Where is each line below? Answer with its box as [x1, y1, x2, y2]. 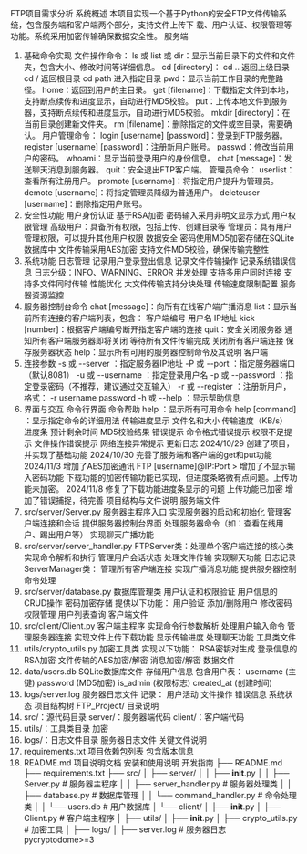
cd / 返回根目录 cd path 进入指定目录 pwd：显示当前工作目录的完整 [23, 73, 276, 84]
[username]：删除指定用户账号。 [23, 199, 148, 209]
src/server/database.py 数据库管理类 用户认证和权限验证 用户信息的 [23, 587, 278, 597]
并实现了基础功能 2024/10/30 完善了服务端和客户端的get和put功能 [23, 450, 272, 460]
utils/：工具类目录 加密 [23, 724, 108, 734]
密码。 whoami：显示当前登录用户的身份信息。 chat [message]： [39, 153, 284, 163]
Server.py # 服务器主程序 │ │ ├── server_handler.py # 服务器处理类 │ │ [23, 778, 292, 789]
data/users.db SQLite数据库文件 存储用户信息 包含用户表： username [23, 666, 283, 677]
